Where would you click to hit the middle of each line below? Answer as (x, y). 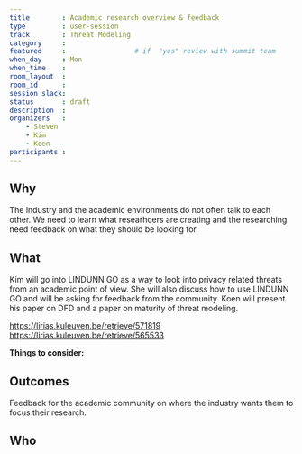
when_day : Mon (46, 60)
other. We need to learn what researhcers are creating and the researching (148, 220)
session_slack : (38, 93)
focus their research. (48, 412)
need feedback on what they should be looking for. (104, 229)
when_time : (38, 69)
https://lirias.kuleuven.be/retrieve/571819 (85, 326)
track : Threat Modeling (70, 34)
